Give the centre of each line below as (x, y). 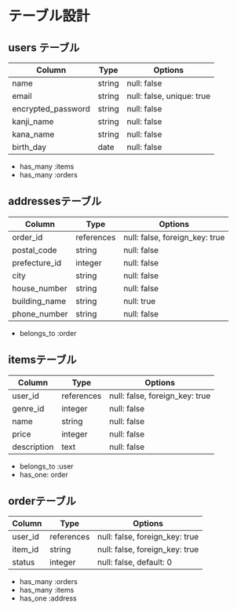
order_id (27, 237)
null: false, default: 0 (135, 562)
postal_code (35, 250)
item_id (26, 550)
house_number (40, 288)
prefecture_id (37, 262)
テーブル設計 (49, 16)
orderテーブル (42, 501)
